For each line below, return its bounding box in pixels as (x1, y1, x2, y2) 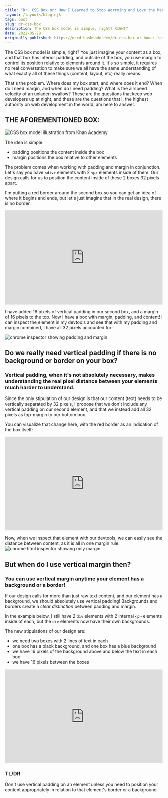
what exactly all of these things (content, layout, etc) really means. (5, 70, 142, 76)
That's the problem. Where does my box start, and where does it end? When (5, 80, 163, 86)
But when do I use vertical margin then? (5, 560, 131, 569)
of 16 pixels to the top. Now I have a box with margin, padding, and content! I (5, 314, 163, 320)
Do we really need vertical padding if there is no (5, 349, 157, 357)
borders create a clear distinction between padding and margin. (5, 603, 136, 610)
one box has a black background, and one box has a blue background (12, 643, 156, 649)
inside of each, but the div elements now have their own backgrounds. (5, 618, 151, 625)
